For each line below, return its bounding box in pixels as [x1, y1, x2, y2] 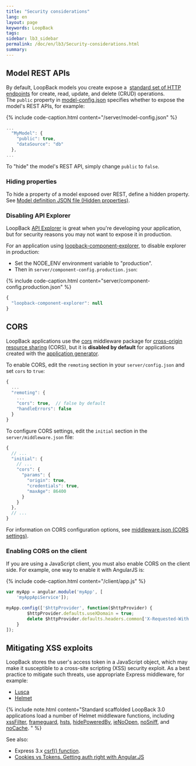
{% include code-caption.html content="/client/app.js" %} [6, 578, 146, 585]
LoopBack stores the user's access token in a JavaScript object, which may [6, 658, 188, 665]
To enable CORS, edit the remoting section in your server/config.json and [6, 361, 185, 368]
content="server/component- [79, 277, 150, 284]
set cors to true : [6, 367, 45, 374]
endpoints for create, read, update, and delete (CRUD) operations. [6, 90, 165, 97]
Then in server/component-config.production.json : [14, 266, 138, 273]
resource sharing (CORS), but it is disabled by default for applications [6, 343, 175, 351]
